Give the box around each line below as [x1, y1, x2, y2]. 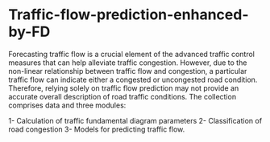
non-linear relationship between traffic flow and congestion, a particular [8, 66, 247, 75]
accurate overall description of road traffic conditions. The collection [8, 91, 236, 101]
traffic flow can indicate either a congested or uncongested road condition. [8, 75, 258, 84]
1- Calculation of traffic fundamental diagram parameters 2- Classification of [8, 116, 263, 125]
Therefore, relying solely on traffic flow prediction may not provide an [8, 83, 239, 93]
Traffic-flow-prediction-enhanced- [8, 6, 249, 24]
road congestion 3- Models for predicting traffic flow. [8, 124, 185, 134]
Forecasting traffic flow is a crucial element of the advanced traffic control [8, 49, 255, 59]
